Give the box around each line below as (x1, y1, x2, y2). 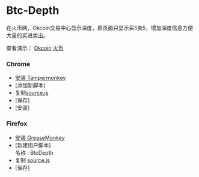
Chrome (6, 59, 31, 68)
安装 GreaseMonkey (14, 134, 65, 141)
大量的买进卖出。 (6, 31, 49, 39)
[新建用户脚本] (14, 142, 51, 149)
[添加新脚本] (14, 82, 46, 89)
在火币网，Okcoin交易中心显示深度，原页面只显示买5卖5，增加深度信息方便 (6, 24, 194, 31)
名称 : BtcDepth (14, 149, 54, 156)
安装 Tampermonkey (14, 74, 66, 82)
